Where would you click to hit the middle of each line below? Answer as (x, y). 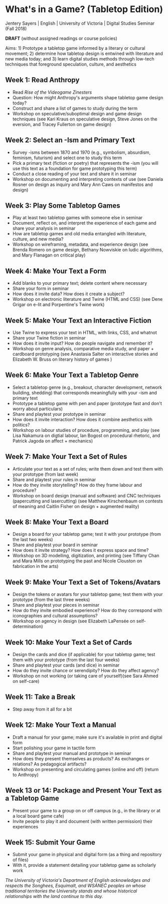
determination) (28, 626)
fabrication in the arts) (35, 566)
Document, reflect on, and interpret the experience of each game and (84, 223)
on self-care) (26, 681)
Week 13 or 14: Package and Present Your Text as (83, 790)
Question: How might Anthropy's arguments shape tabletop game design (88, 97)
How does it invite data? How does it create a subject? (68, 294)
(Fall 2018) (16, 28)
